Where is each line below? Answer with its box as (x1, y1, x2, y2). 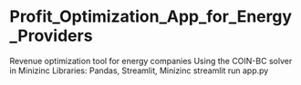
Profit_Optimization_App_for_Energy (9, 6, 293, 27)
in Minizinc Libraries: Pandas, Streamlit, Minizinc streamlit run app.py (9, 65, 269, 76)
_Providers (9, 25, 93, 46)
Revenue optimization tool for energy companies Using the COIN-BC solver (9, 55, 293, 66)
